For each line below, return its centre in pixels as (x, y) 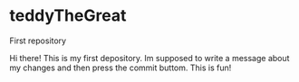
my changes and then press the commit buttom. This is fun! (121, 68)
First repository (38, 41)
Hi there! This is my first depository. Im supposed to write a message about (149, 58)
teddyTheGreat (68, 16)
